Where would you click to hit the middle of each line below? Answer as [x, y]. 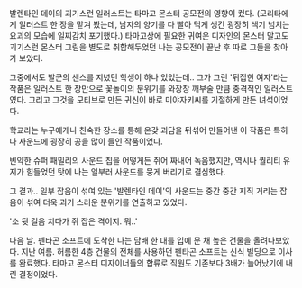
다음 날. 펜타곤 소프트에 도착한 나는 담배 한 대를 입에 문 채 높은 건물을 [130, 240]
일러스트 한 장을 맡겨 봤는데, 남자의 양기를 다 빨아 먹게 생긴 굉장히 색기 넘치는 [154, 24]
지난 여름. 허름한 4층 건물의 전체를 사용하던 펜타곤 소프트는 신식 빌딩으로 [149, 252]
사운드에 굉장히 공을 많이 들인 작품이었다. [91, 141]
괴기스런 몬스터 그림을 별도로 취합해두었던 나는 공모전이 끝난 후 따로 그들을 [141, 47]
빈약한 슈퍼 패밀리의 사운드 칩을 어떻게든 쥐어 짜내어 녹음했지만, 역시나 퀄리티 [145, 161]
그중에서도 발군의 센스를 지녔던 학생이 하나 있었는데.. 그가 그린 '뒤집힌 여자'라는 [149, 77]
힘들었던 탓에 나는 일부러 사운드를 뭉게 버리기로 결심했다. [126, 172]
